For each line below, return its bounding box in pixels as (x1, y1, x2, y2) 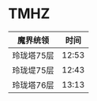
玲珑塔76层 (12, 80, 54, 91)
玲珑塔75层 (12, 50, 54, 61)
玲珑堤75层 (12, 65, 54, 76)
